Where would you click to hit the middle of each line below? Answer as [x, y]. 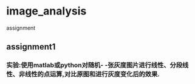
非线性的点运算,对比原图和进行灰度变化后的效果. [89, 74]
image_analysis [46, 11]
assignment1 [31, 47]
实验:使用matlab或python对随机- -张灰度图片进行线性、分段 [94, 65]
